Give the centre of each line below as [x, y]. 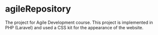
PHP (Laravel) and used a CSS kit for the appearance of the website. [74, 27]
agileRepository [38, 9]
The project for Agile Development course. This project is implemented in [79, 22]
